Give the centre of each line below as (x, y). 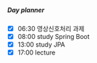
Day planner (26, 10)
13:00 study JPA (41, 45)
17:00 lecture (36, 52)
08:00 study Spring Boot (53, 37)
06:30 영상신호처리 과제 (51, 28)
